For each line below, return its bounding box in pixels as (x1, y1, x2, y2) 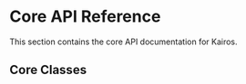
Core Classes (9, 62, 87, 78)
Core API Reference (9, 6, 161, 27)
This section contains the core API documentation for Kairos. (9, 36, 239, 47)
